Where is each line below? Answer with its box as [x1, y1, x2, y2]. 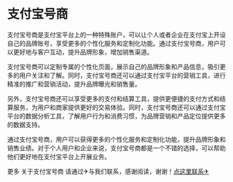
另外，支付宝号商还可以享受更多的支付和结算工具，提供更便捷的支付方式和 [7, 94, 220, 102]
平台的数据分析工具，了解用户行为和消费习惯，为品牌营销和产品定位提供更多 [7, 111, 226, 120]
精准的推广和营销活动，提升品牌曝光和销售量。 [7, 80, 141, 88]
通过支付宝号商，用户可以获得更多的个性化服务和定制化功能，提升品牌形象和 [7, 135, 226, 143]
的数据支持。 [7, 120, 44, 129]
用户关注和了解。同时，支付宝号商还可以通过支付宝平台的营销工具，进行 [19, 71, 226, 80]
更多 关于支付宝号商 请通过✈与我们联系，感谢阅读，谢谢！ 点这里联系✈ [7, 167, 209, 175]
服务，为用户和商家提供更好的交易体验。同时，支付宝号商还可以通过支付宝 [12, 103, 226, 111]
